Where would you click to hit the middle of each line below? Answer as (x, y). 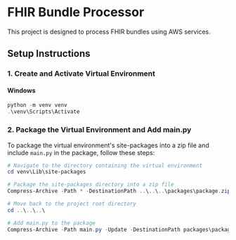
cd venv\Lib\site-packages (47, 172)
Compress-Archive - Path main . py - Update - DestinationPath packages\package (120, 229)
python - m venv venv (38, 105)
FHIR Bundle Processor (76, 12)
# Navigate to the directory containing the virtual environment (105, 166)
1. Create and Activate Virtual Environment (81, 74)
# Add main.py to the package (52, 223)
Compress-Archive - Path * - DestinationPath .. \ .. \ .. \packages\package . (114, 191)
